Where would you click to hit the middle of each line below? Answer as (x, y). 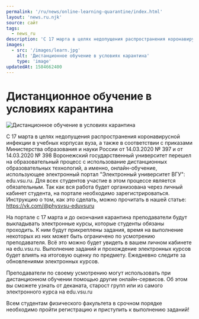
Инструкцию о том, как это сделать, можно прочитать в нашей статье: (96, 200)
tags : (13, 28)
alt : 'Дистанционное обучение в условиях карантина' (83, 56)
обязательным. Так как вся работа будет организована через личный (94, 187)
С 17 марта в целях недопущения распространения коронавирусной (93, 136)
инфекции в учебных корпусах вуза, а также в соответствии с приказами (99, 143)
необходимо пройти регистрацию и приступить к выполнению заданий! (98, 310)
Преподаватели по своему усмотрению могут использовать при (89, 273)
